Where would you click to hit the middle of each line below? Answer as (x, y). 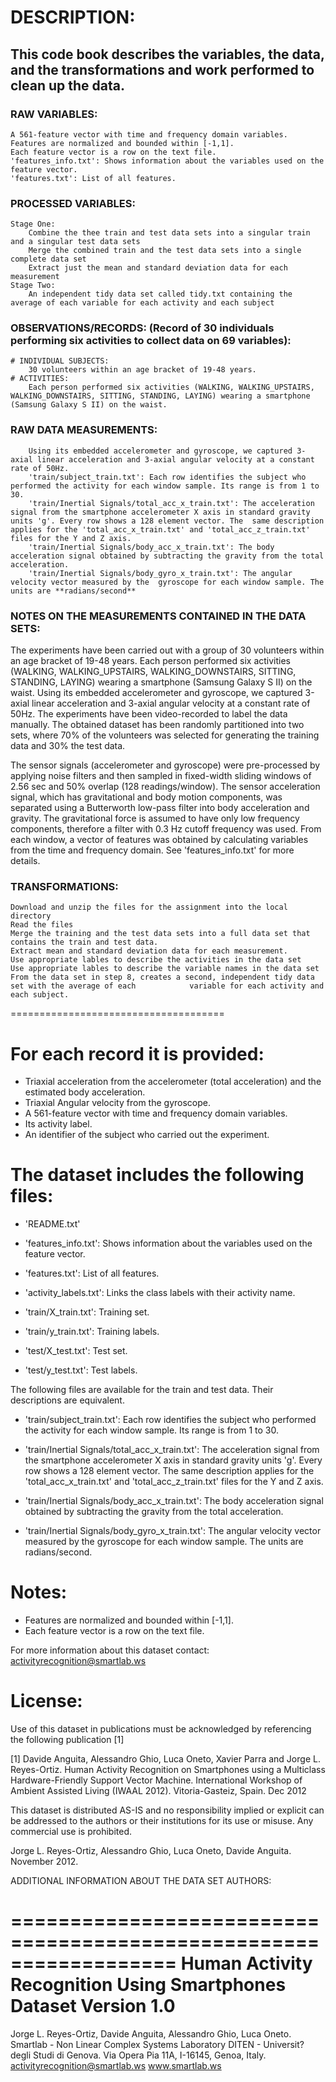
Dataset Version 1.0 (93, 2006)
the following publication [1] (67, 1740)
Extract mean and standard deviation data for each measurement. (149, 951)
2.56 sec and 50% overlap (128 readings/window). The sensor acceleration (165, 787)
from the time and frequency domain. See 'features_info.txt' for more (152, 850)
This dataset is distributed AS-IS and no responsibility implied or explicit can (167, 1810)
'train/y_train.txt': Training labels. (92, 1332)
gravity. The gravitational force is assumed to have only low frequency (155, 818)
